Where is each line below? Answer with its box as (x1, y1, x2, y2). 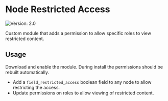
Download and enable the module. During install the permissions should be (5, 63, 163, 70)
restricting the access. (12, 84, 60, 90)
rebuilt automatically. (5, 69, 50, 75)
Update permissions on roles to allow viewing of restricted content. (12, 90, 154, 96)
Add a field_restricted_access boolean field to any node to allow (12, 79, 152, 85)
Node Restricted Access (5, 4, 110, 15)
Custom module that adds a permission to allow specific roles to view (5, 30, 152, 36)
